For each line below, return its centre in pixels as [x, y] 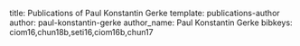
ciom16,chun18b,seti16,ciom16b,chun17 [81, 32]
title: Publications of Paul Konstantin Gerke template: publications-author [145, 13]
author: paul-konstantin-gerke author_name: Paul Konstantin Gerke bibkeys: [151, 23]
